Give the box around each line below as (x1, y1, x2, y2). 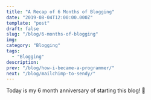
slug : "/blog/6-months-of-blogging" (6, 31, 98, 37)
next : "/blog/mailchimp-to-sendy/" (6, 70, 96, 77)
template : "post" (6, 20, 50, 26)
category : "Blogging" (6, 43, 61, 49)
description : (6, 59, 39, 65)
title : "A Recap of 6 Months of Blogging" (6, 8, 115, 15)
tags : (6, 48, 20, 54)
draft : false (6, 25, 39, 32)
